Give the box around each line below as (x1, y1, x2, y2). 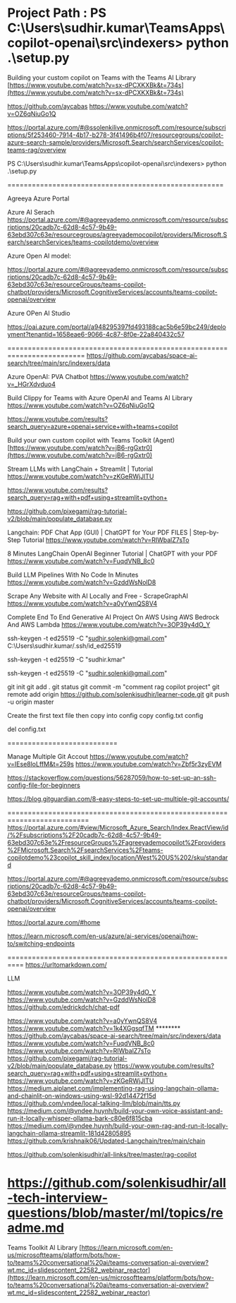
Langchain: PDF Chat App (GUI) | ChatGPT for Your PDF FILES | (7, 528, 192, 536)
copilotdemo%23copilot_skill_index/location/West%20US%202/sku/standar (7, 853, 228, 862)
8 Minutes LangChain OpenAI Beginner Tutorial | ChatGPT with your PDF (7, 549, 218, 558)
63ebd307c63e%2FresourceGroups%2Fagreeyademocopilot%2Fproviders (7, 838, 226, 846)
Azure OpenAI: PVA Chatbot (7, 372, 89, 380)
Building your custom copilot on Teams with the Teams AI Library (7, 73, 197, 82)
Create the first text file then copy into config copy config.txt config (7, 711, 204, 719)
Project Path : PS (7, 5, 107, 21)
